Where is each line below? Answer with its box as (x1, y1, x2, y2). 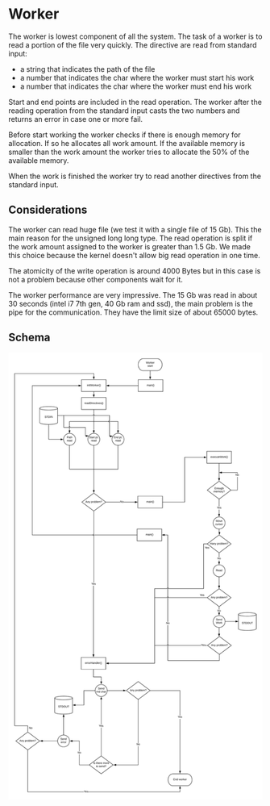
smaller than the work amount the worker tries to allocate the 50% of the (8, 147, 250, 157)
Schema (8, 331, 51, 345)
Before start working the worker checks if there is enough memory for (8, 130, 241, 140)
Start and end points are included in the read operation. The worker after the (8, 97, 262, 106)
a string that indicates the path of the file (19, 64, 156, 73)
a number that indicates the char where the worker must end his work (19, 81, 252, 91)
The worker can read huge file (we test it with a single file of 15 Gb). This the (8, 224, 262, 234)
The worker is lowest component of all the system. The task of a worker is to (8, 31, 263, 41)
